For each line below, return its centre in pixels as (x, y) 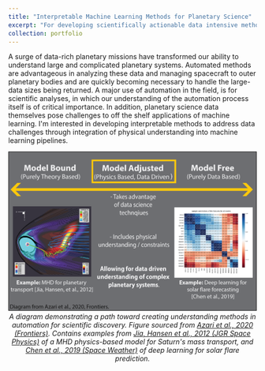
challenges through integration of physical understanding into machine (123, 132)
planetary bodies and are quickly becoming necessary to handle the (119, 82)
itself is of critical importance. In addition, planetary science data (114, 107)
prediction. (132, 358)
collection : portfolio (45, 33)
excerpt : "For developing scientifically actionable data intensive (123, 25)
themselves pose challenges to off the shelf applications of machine (119, 115)
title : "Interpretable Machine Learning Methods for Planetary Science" (130, 17)
